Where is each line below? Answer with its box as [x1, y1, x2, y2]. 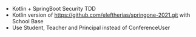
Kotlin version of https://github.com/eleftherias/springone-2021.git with [12, 11, 191, 18]
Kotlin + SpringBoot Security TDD [12, 5, 96, 12]
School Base [12, 18, 44, 24]
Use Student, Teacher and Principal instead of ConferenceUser [12, 24, 171, 31]
